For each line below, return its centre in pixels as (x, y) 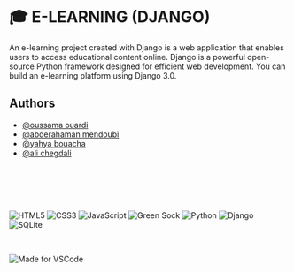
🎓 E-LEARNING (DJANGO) (110, 17)
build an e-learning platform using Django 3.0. (93, 75)
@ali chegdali (47, 153)
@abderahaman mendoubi (70, 134)
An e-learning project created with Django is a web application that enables (147, 47)
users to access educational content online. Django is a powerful (128, 57)
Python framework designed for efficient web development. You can (161, 66)
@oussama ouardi (55, 125)
